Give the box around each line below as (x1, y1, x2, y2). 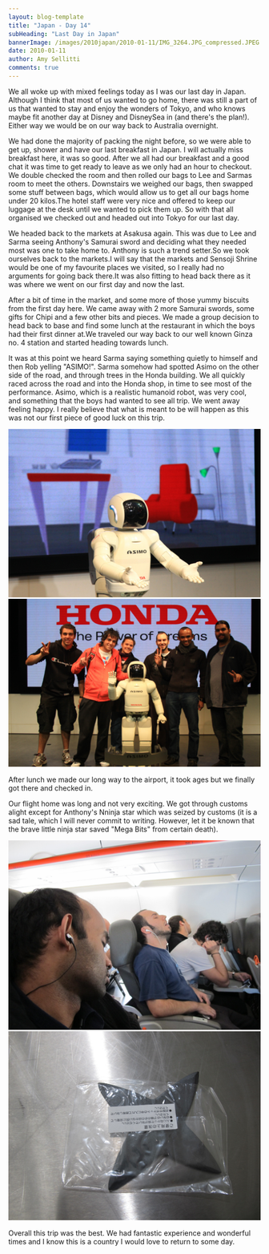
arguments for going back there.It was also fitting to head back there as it (8, 271, 251, 281)
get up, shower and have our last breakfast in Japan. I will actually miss (8, 144, 244, 154)
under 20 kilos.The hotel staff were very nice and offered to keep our (8, 196, 236, 205)
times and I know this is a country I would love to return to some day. (8, 1237, 235, 1247)
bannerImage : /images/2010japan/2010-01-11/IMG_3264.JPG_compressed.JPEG (8, 38, 260, 47)
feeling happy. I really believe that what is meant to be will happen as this (8, 404, 250, 414)
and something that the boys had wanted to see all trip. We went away (8, 395, 240, 405)
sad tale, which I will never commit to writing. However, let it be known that (8, 816, 255, 826)
